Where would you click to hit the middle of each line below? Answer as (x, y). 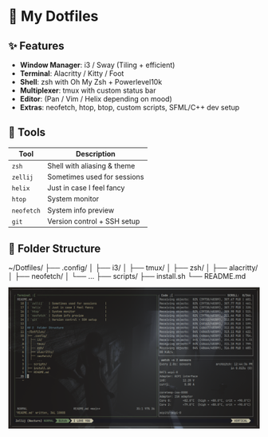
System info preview (81, 210)
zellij (22, 177)
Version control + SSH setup (94, 221)
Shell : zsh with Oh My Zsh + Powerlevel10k (91, 82)
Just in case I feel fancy (86, 188)
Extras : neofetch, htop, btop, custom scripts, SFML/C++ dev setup (130, 107)
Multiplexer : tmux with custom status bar (88, 90)
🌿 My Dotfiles (53, 16)
